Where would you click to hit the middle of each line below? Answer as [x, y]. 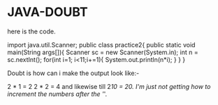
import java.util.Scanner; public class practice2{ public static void [101, 45]
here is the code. [31, 31]
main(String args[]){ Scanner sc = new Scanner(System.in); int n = [103, 52]
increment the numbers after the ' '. [57, 94]
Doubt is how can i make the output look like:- [73, 73]
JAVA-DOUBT [48, 12]
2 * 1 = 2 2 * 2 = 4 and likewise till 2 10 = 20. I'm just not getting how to [109, 86]
